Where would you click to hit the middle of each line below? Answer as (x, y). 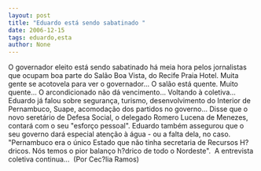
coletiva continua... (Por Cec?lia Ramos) (74, 159)
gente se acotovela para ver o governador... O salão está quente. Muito (123, 84)
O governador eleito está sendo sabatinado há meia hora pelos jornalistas (128, 67)
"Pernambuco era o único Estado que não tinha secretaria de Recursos (123, 143)
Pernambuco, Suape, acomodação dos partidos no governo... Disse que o (128, 109)
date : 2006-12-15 (37, 30)
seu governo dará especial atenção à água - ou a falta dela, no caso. (119, 134)
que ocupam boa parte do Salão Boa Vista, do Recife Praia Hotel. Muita (123, 76)
